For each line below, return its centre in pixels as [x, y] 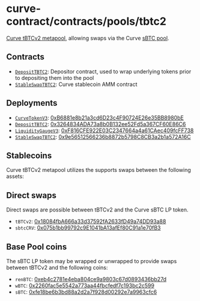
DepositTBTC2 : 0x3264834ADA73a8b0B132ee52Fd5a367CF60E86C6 [100, 124]
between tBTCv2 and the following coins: [57, 267]
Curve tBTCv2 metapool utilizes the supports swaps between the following [98, 170]
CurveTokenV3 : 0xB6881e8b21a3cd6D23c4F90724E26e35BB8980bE [99, 117]
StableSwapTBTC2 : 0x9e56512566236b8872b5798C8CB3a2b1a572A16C [103, 136]
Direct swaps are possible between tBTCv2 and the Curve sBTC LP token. [97, 210]
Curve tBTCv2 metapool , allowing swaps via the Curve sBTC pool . [88, 38]
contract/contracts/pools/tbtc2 [86, 21]
